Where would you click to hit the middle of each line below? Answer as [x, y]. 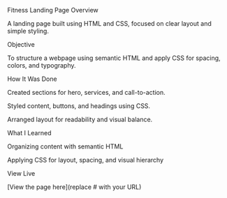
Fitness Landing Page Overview [53, 10]
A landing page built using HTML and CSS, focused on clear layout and [109, 23]
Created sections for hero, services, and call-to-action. [86, 92]
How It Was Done [32, 79]
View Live [21, 173]
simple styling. [28, 31]
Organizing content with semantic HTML [65, 146]
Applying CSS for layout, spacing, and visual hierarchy [86, 160]
